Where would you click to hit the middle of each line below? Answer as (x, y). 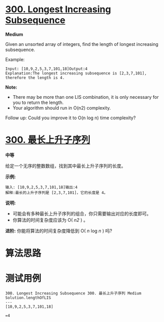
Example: (15, 59)
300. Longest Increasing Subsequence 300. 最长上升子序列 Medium (73, 293)
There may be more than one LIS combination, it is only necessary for (86, 97)
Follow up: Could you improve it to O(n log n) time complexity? (71, 118)
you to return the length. (38, 102)
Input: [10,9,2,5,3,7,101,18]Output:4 (46, 69)
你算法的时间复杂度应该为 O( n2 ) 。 (50, 220)
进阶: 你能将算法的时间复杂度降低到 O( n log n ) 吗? (59, 231)
